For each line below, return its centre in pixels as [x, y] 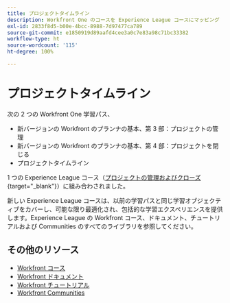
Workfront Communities [51, 293]
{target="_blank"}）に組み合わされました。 [68, 186]
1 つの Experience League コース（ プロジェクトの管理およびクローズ [104, 177]
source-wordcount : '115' [43, 45]
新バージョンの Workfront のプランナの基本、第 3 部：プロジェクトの [115, 128]
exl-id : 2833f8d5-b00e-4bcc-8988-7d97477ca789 [75, 26]
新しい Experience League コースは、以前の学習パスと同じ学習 [96, 200]
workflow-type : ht [33, 39]
